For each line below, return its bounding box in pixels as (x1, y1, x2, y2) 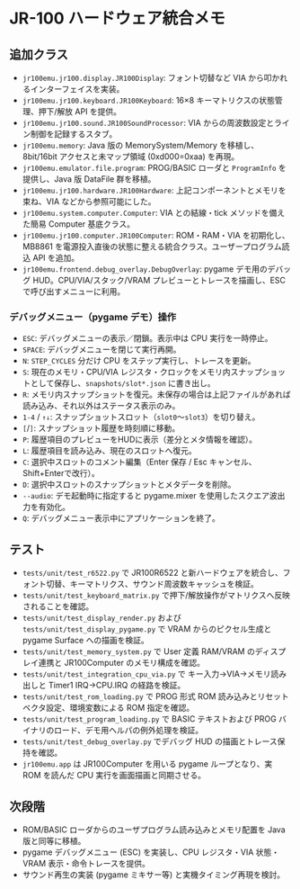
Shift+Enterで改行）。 (22, 468, 101, 479)
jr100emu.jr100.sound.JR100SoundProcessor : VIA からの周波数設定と (22, 118, 275, 128)
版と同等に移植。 (22, 835, 86, 846)
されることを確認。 (22, 601, 94, 612)
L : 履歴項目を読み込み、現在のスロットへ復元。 (22, 445, 197, 456)
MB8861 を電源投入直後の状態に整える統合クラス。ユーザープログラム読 (22, 241, 290, 252)
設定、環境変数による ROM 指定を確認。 (46, 703, 195, 714)
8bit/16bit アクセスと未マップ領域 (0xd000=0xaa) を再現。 (22, 151, 240, 162)
